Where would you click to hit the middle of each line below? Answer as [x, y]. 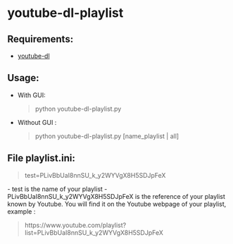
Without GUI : [37, 122]
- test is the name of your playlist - [57, 189]
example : [21, 211]
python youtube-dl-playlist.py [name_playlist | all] [107, 136]
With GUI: [31, 95]
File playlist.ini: [41, 158]
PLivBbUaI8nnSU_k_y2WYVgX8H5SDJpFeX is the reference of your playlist [116, 196]
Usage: [24, 78]
